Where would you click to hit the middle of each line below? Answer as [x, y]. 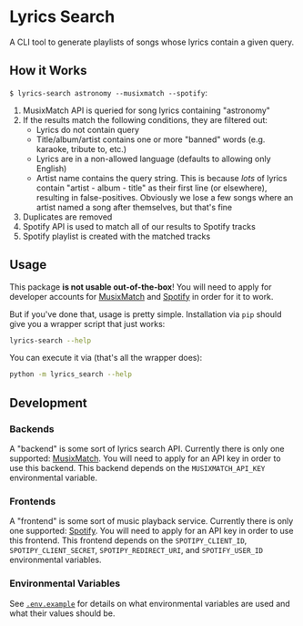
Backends [32, 428]
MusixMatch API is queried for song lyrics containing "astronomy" [146, 110]
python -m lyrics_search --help [71, 375]
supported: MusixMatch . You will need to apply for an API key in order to [145, 458]
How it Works [48, 71]
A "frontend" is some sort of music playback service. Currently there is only [151, 521]
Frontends [33, 501]
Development [49, 403]
